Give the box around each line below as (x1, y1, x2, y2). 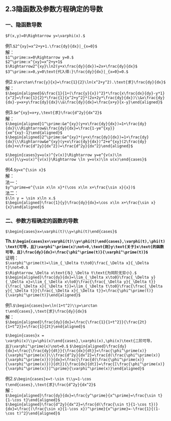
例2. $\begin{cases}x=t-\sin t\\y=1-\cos (5, 375, 92, 381)
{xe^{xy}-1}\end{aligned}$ (5, 130, 63, 135)
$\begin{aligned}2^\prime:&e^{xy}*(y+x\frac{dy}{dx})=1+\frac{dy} (5, 134, 149, 140)
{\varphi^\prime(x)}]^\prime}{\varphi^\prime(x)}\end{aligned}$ (5, 366, 145, 371)
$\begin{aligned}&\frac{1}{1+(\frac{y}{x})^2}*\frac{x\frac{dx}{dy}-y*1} (5, 91, 165, 96)
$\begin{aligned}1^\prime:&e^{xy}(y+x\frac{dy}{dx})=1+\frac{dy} (5, 121, 147, 126)
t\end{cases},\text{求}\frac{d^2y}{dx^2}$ (5, 382, 96, 387)
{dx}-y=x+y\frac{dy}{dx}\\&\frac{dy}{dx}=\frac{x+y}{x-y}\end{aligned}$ (5, 100, 163, 105)
